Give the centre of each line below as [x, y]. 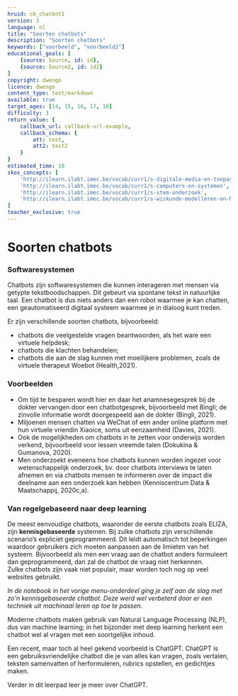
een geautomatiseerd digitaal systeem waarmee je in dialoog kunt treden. [114, 308]
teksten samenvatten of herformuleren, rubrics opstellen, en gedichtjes [111, 663]
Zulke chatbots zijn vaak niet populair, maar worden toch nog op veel [108, 569]
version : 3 [23, 21]
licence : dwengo [31, 87]
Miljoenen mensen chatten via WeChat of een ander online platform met [123, 422]
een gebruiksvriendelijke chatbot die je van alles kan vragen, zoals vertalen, [118, 655]
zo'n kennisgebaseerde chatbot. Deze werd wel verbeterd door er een [110, 598]
